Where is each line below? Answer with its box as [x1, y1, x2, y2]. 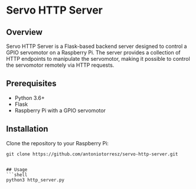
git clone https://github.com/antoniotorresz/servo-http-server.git [6, 151, 178, 157]
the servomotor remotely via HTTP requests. [6, 61, 115, 69]
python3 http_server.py [6, 177, 65, 183]
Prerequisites [6, 79, 57, 89]
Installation [6, 124, 48, 134]
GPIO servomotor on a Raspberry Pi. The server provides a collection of [6, 49, 181, 56]
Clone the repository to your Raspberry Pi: [6, 139, 109, 146]
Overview [6, 27, 43, 37]
